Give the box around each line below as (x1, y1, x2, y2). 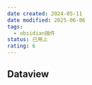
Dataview (7, 68, 49, 80)
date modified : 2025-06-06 (7, 17, 86, 24)
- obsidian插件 (13, 29, 56, 37)
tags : (7, 23, 23, 30)
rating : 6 (7, 42, 36, 49)
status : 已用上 (7, 36, 48, 43)
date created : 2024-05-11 (7, 10, 82, 17)
